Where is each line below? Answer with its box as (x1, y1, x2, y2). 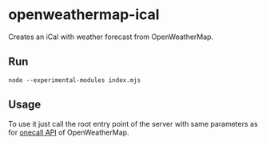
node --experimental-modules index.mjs (8, 76, 141, 84)
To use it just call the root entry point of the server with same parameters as (8, 119, 258, 128)
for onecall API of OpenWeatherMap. (8, 127, 129, 137)
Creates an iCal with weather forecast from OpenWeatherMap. (8, 32, 214, 41)
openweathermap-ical (8, 6, 160, 24)
